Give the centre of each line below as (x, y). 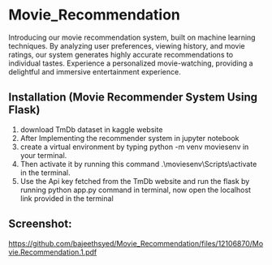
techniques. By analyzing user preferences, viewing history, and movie (127, 45)
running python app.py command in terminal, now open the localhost (136, 190)
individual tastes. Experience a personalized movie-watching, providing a (131, 63)
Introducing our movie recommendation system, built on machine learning (132, 37)
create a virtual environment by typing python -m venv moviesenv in (134, 147)
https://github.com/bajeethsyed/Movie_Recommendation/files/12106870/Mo (136, 243)
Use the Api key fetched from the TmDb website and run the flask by (135, 181)
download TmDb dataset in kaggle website (91, 129)
